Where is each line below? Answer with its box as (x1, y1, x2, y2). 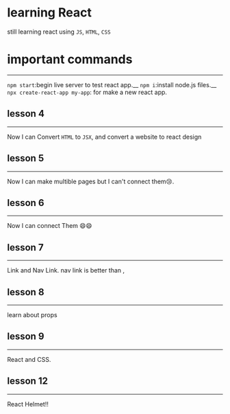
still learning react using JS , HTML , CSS (7, 27, 111, 36)
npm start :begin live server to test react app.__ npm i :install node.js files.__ (7, 80, 217, 89)
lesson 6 (7, 197, 44, 209)
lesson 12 (7, 376, 48, 387)
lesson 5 (7, 152, 44, 164)
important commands (7, 51, 133, 67)
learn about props (7, 310, 57, 319)
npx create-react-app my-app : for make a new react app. (7, 88, 168, 96)
